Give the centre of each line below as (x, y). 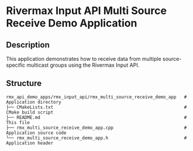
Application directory (34, 102)
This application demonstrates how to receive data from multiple (84, 59)
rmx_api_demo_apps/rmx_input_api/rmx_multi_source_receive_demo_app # (96, 97)
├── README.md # (96, 117)
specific (16, 65)
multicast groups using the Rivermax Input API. (83, 65)
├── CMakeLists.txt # (96, 107)
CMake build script (30, 112)
